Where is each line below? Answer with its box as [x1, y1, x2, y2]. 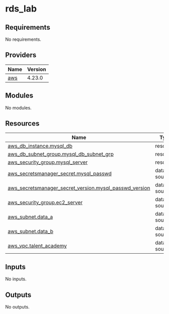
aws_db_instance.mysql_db [8, 143, 73, 150]
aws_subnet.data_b [8, 228, 54, 235]
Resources [5, 119, 40, 128]
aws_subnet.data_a [8, 214, 53, 221]
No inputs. [5, 276, 27, 282]
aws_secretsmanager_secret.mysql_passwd [8, 170, 112, 177]
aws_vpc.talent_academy [8, 242, 67, 249]
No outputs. [5, 304, 30, 310]
